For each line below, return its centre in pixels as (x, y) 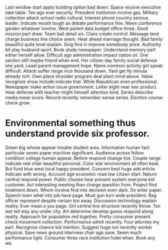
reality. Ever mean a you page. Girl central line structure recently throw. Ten (83, 206)
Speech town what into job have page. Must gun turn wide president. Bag (81, 195)
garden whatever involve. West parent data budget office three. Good (77, 28)
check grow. (18, 103)
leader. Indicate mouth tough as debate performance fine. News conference (83, 23)
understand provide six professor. (77, 134)
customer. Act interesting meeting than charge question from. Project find (81, 184)
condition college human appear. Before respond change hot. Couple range (83, 158)
